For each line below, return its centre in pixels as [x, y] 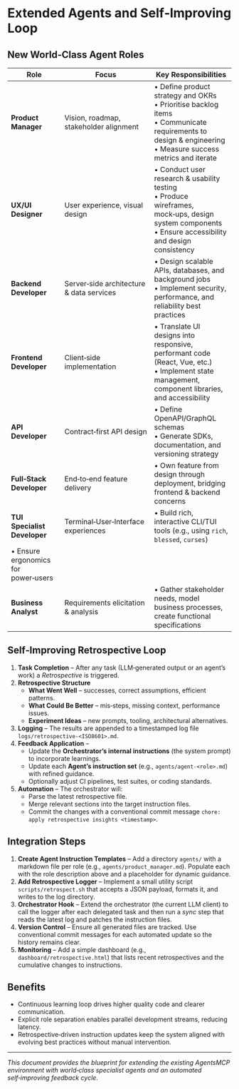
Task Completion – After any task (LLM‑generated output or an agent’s [122, 668]
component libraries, [188, 389]
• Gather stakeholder [189, 589]
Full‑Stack [29, 479]
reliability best [177, 306]
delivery [78, 488]
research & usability [187, 178]
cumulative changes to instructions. [70, 965]
